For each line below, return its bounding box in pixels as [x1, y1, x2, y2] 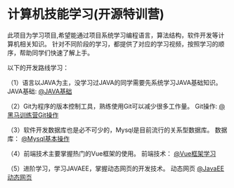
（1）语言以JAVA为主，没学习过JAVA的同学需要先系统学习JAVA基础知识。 [7, 78, 223, 86]
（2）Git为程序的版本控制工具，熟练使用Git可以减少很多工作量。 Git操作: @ [7, 102, 226, 110]
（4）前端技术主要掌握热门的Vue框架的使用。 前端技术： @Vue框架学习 [7, 149, 216, 158]
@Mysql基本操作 [20, 134, 70, 142]
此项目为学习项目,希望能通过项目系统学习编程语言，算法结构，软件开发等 [7, 31, 219, 39]
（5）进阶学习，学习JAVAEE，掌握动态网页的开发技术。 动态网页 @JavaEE [7, 164, 225, 173]
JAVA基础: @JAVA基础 [7, 87, 72, 95]
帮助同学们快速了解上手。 [19, 48, 93, 57]
